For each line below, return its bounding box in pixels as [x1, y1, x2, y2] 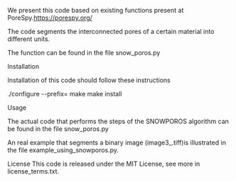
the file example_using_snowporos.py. [7, 146, 119, 154]
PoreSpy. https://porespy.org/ [7, 13, 92, 22]
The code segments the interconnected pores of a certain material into [7, 28, 215, 35]
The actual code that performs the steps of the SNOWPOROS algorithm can [7, 117, 230, 125]
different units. [7, 35, 50, 43]
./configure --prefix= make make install [7, 90, 122, 98]
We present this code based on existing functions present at [7, 6, 184, 14]
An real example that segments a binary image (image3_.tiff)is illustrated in [7, 138, 226, 147]
